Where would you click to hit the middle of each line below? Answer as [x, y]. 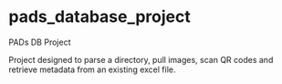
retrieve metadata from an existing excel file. [92, 69]
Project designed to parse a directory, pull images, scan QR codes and [141, 59]
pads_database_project [99, 17]
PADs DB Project [40, 42]
